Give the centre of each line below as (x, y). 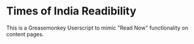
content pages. (25, 34)
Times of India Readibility (71, 11)
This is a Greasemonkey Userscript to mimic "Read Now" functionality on (97, 28)
